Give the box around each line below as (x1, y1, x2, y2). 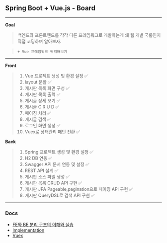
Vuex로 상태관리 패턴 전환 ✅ (24, 129, 81, 135)
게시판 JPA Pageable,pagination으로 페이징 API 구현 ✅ (24, 186, 133, 192)
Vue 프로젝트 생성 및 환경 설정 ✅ (24, 73, 88, 79)
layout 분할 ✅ (24, 79, 52, 85)
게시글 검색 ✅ (24, 116, 51, 122)
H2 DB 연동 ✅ (24, 155, 53, 161)
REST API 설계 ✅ (24, 167, 59, 173)
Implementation (12, 227, 45, 233)
